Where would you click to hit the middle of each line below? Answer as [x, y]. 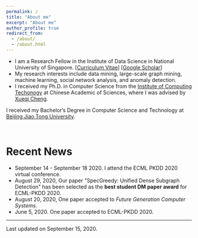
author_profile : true [33, 28]
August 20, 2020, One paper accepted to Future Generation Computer [100, 199]
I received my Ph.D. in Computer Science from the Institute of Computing [103, 86]
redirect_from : [25, 34]
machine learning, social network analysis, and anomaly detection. [95, 80]
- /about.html [29, 45]
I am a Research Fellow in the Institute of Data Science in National [94, 61]
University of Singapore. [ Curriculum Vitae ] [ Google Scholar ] [88, 67]
